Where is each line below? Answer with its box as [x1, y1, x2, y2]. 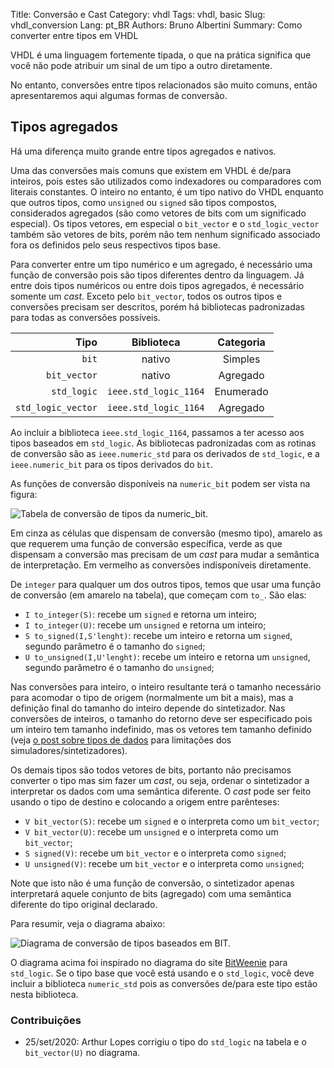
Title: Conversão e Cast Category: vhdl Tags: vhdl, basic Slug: [10, 9, 266, 20]
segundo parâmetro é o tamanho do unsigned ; [24, 661, 215, 673]
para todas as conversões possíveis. [10, 311, 161, 323]
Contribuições [10, 1013, 82, 1027]
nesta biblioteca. [10, 988, 79, 1000]
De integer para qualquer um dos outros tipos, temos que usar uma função [10, 578, 322, 590]
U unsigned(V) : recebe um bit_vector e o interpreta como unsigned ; [24, 857, 305, 869]
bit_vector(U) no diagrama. [24, 1047, 141, 1059]
